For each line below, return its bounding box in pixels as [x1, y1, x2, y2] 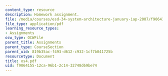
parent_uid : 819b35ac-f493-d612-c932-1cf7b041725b [5, 49, 113, 54]
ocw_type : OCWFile [5, 35, 43, 40]
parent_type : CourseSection [5, 44, 64, 49]
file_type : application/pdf [5, 21, 64, 26]
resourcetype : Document [5, 53, 55, 59]
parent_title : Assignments [5, 40, 61, 45]
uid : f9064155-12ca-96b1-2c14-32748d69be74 [5, 63, 97, 68]
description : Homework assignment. [5, 12, 79, 17]
